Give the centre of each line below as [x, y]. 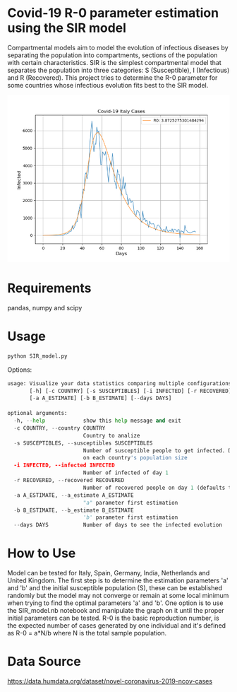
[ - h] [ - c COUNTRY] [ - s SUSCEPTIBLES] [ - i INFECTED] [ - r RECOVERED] [130, 391]
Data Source [44, 662]
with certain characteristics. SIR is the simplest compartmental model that [115, 62]
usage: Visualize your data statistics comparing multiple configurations [120, 383]
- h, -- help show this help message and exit [97, 421]
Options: [20, 370]
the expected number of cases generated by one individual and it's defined [117, 626]
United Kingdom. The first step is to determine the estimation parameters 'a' [118, 580]
